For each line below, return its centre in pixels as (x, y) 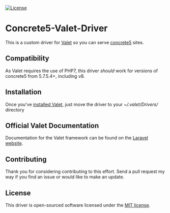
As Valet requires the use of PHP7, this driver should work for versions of (82, 71)
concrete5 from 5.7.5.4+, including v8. (45, 76)
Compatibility (27, 58)
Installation (23, 92)
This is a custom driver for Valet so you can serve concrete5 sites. (75, 42)
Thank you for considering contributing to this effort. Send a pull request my (85, 172)
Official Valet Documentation (52, 125)
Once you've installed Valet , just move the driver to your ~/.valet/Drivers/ (82, 104)
